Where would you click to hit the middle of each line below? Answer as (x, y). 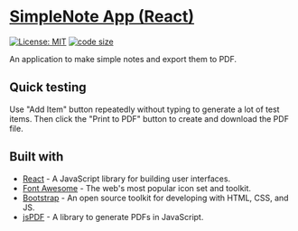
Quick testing (48, 88)
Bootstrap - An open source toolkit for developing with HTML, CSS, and (155, 198)
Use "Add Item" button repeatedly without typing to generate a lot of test (144, 109)
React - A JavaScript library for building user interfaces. (126, 179)
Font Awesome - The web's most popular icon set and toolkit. (136, 188)
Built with (37, 157)
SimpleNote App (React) (102, 17)
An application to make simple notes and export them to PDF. (123, 59)
